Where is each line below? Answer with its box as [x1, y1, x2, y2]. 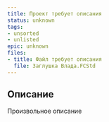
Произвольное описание [7, 107, 82, 116]
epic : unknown [7, 43, 49, 50]
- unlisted [7, 36, 39, 43]
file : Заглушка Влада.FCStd [13, 62, 96, 69]
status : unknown [7, 17, 55, 24]
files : [7, 50, 27, 57]
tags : [7, 23, 23, 30]
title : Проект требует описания [7, 10, 102, 18]
